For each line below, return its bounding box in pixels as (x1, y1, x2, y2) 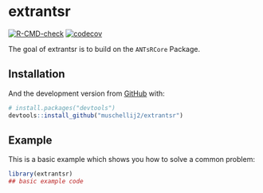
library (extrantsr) (8, 170, 73, 178)
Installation (8, 67, 65, 81)
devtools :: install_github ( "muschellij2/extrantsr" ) (8, 111, 183, 120)
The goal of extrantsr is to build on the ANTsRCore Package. (8, 44, 201, 53)
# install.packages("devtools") (8, 104, 116, 112)
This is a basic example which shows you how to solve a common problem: (8, 155, 255, 164)
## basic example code (8, 178, 84, 186)
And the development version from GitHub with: (8, 89, 165, 98)
